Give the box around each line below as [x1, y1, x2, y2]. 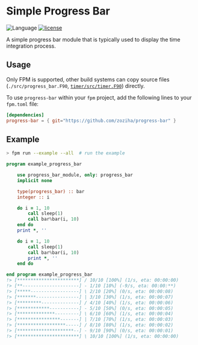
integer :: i [17, 194, 50, 200]
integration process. [6, 42, 56, 49]
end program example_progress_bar [6, 271, 93, 278]
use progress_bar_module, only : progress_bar [17, 172, 134, 179]
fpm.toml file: [6, 100, 39, 107]
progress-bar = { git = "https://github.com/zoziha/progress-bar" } [6, 118, 176, 124]
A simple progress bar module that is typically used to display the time [6, 36, 181, 43]
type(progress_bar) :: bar [17, 188, 85, 194]
